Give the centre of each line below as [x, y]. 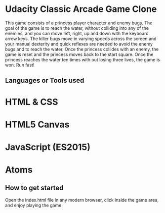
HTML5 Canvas [37, 124]
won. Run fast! [20, 65]
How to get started [34, 188]
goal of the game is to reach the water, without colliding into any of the [77, 28]
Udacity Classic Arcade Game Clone [81, 9]
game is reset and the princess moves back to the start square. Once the [79, 54]
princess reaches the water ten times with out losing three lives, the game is [82, 59]
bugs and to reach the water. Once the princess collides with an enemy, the [82, 49]
